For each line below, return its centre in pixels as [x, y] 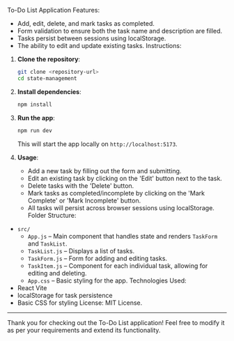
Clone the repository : [49, 59]
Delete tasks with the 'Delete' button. [81, 185]
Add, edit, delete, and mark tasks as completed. [86, 23]
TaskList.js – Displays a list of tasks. [81, 251]
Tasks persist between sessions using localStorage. [92, 38]
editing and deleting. [57, 273]
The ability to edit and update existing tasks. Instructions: [99, 46]
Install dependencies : [49, 92]
